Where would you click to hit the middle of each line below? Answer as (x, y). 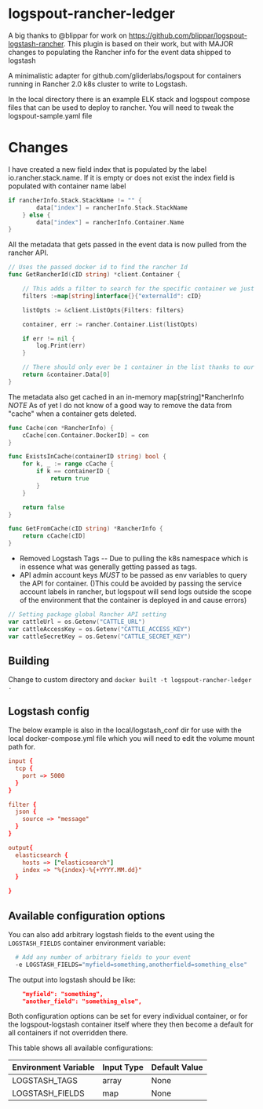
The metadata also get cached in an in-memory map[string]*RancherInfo (126, 396)
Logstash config (49, 711)
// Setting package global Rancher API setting (88, 615)
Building (29, 660)
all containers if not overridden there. (68, 1033)
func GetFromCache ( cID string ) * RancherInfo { (86, 529)
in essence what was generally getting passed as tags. (108, 567)
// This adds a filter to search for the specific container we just (139, 289)
